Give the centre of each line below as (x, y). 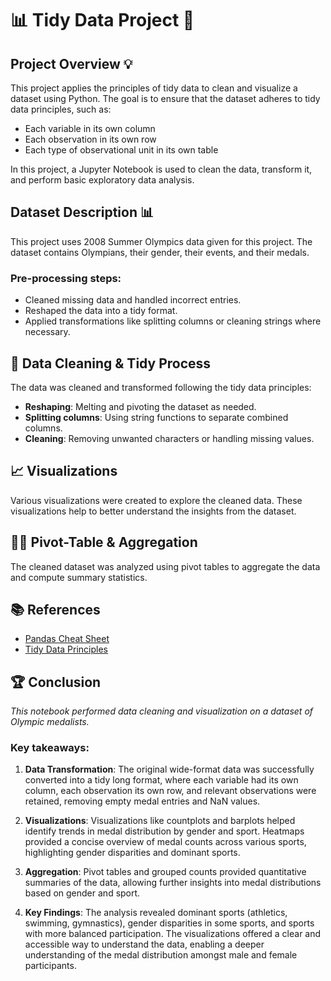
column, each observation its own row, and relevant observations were (170, 791)
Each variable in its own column (90, 128)
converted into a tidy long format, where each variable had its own (161, 780)
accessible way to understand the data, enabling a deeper (144, 944)
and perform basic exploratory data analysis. (102, 180)
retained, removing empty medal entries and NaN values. (142, 801)
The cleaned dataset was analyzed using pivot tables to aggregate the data (165, 566)
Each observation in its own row (90, 139)
